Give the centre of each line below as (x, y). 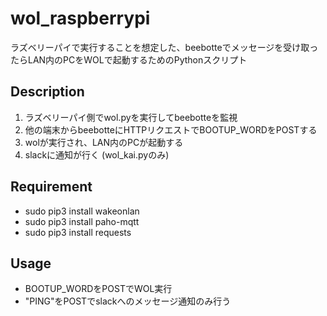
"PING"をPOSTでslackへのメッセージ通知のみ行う (128, 301)
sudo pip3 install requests (78, 232)
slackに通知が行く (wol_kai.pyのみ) (97, 154)
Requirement (51, 187)
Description (47, 92)
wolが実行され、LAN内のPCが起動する (104, 142)
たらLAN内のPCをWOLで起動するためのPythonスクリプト (129, 59)
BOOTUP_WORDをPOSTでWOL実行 (98, 289)
